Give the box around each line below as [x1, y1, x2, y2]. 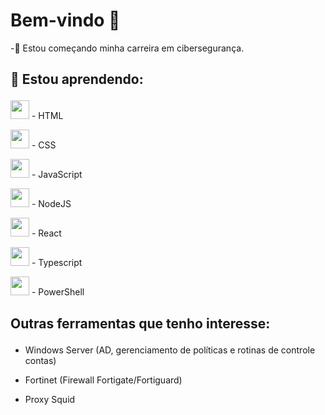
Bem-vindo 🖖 [10, 9, 121, 32]
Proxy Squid [24, 393, 76, 405]
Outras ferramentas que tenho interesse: [10, 315, 271, 332]
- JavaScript [31, 169, 83, 181]
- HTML [31, 110, 64, 122]
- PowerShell [31, 286, 85, 298]
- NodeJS [31, 198, 72, 210]
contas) [24, 354, 57, 366]
